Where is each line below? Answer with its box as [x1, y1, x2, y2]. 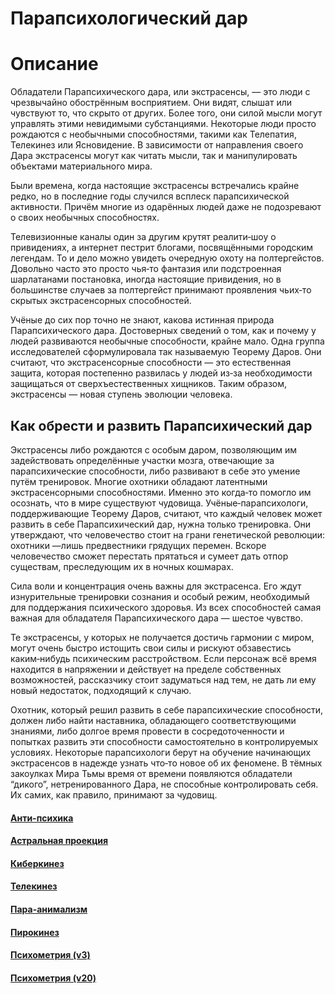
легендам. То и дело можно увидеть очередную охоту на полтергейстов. [10, 252, 325, 264]
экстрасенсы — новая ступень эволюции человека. [10, 388, 233, 401]
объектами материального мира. [10, 160, 153, 172]
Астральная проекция [10, 835, 109, 847]
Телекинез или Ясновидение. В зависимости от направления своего [10, 139, 304, 151]
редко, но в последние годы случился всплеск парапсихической [10, 190, 290, 202]
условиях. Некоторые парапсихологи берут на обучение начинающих [10, 746, 312, 758]
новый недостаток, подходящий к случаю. [10, 684, 192, 696]
